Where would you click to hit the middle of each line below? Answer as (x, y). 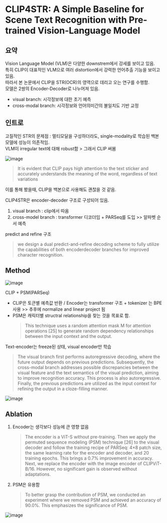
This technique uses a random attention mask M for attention (88, 325)
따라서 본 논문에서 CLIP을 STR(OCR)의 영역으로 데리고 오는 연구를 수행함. (77, 82)
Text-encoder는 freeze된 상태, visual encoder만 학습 (58, 346)
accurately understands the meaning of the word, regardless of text (87, 173)
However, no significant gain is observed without (87, 469)
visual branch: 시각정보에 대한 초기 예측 (52, 99)
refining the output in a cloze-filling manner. (63, 389)
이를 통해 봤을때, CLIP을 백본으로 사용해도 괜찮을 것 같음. (61, 189)
